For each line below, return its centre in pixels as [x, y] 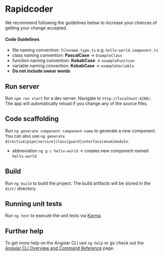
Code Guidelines [23, 39]
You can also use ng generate [35, 136]
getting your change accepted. [36, 28]
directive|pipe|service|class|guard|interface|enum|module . [67, 141]
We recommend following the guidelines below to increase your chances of [81, 23]
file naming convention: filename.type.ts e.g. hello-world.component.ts [85, 50]
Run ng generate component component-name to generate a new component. [81, 131]
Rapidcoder [29, 9]
